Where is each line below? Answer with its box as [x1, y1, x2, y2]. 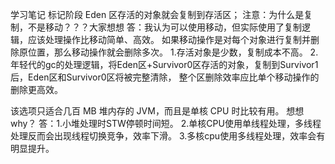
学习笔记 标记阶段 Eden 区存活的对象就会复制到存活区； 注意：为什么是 [10, 9, 305, 20]
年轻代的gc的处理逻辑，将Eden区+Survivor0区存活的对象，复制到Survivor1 [10, 59, 319, 70]
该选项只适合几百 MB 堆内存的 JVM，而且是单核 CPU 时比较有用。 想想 [10, 105, 305, 117]
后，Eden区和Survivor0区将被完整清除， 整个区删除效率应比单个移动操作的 [10, 71, 320, 83]
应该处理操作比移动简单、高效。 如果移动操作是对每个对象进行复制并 [27, 34, 311, 45]
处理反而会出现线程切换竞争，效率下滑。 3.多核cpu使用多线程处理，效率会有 [10, 130, 326, 142]
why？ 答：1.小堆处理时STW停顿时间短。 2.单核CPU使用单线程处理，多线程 [10, 118, 322, 129]
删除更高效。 [10, 84, 63, 95]
